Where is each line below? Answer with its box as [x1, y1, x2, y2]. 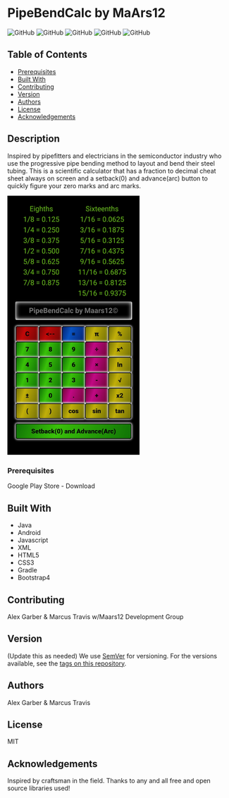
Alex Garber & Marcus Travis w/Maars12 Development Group [7, 612, 184, 621]
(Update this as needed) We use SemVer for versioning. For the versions [7, 651, 217, 660]
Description [7, 133, 60, 145]
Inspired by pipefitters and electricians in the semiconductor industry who [7, 152, 222, 160]
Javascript [17, 536, 49, 544]
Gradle [17, 566, 37, 575]
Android [17, 529, 41, 537]
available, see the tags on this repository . [7, 659, 127, 668]
